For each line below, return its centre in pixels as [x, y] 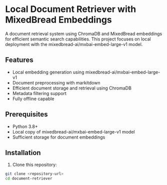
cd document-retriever [29, 178]
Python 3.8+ [25, 126]
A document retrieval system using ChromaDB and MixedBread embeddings [84, 33]
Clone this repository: [34, 165]
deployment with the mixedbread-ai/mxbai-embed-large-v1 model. [74, 44]
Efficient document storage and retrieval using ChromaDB [72, 88]
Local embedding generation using [48, 72]
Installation [23, 153]
